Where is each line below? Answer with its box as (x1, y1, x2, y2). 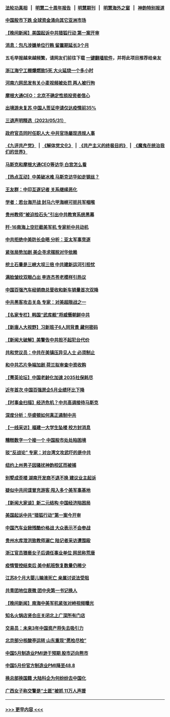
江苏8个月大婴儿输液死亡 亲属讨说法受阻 (5, 575, 90, 581)
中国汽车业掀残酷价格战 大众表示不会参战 (5, 525, 91, 531)
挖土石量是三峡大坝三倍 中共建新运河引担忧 (5, 261, 95, 268)
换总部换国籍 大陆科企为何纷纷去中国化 (5, 675, 87, 681)
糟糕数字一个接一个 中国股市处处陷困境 (5, 437, 87, 443)
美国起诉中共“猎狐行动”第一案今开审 (5, 512, 81, 519)
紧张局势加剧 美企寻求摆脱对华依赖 (5, 249, 77, 255)
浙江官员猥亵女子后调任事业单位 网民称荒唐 (5, 550, 95, 556)
